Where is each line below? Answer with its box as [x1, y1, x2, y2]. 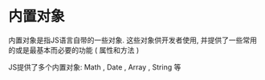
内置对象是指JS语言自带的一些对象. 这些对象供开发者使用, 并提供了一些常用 [8, 35, 257, 45]
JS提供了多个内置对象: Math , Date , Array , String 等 [8, 62, 181, 72]
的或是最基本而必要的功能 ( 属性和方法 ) [8, 45, 140, 54]
